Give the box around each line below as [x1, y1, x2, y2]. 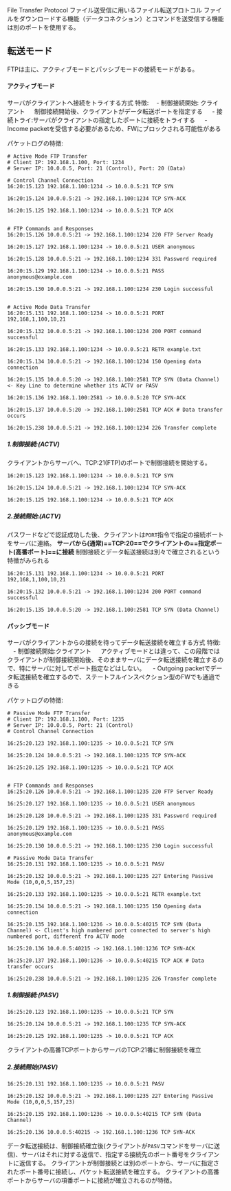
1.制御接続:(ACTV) [7, 440, 60, 448]
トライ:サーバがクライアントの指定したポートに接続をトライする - [12, 116, 208, 124]
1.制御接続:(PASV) [7, 990, 59, 999]
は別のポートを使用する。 [7, 23, 80, 31]
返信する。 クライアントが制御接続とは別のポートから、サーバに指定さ [19, 1159, 220, 1168]
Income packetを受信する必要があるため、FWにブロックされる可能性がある [7, 125, 221, 133]
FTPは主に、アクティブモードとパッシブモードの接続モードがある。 [7, 65, 199, 73]
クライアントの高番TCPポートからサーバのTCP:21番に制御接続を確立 [7, 1045, 201, 1054]
